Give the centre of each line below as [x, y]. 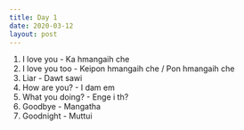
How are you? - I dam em [69, 88]
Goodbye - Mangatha [61, 107]
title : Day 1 [33, 17]
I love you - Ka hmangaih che [76, 60]
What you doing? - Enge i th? [75, 97]
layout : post [33, 34]
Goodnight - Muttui [57, 116]
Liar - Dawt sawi [52, 78]
